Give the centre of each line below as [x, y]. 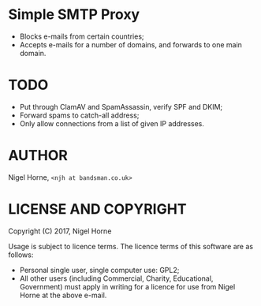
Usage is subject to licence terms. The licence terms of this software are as [131, 246]
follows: [21, 255]
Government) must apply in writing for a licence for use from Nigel [127, 286]
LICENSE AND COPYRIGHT [97, 209]
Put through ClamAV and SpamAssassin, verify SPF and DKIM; [121, 106]
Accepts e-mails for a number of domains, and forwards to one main [131, 44]
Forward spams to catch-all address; [79, 115]
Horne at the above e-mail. [63, 295]
